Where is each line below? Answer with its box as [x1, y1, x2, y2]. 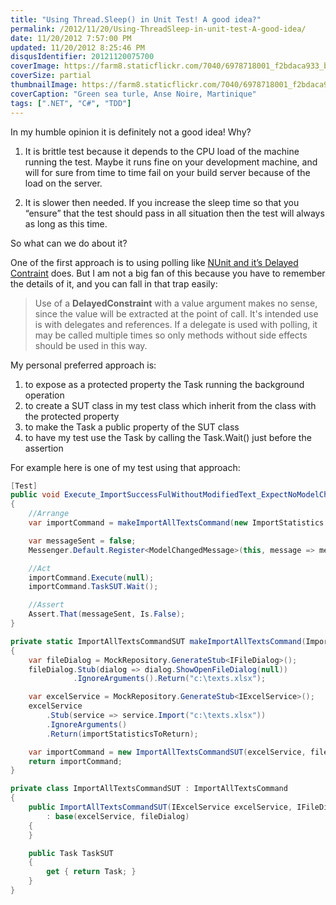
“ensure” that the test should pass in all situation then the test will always [24, 207, 325, 219]
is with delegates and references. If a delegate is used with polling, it [34, 318, 318, 330]
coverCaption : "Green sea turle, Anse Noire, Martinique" [10, 89, 257, 99]
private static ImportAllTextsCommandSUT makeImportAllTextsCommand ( [10, 636, 307, 646]
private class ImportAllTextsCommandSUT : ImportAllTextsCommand [10, 784, 288, 794]
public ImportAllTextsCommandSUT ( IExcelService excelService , [28, 802, 293, 812]
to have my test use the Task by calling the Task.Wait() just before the [24, 431, 312, 443]
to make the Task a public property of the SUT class [24, 421, 240, 433]
